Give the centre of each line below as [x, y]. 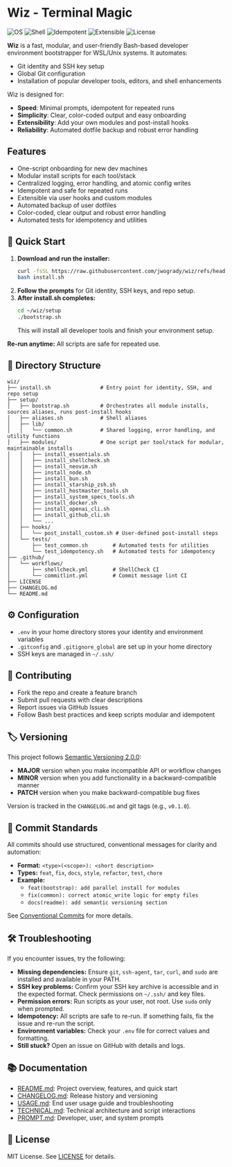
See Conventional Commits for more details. [70, 915]
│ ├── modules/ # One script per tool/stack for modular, [116, 442]
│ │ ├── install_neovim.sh [52, 466]
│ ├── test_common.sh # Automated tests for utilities [108, 545]
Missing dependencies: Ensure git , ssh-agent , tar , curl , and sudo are [117, 972]
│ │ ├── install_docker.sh [52, 503]
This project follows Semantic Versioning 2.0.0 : [74, 757]
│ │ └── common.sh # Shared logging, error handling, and [111, 430]
